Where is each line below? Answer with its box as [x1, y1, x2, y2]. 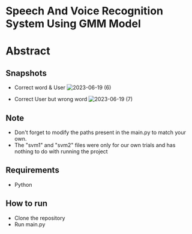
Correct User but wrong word [14, 96, 88, 103]
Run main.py [14, 220, 46, 228]
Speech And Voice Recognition [5, 4, 163, 18]
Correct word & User [14, 84, 65, 91]
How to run [5, 199, 48, 209]
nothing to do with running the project [14, 148, 109, 155]
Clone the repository [14, 214, 65, 221]
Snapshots [5, 68, 47, 78]
